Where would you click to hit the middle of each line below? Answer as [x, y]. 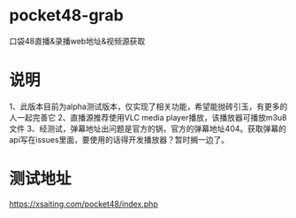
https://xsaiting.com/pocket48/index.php [84, 204]
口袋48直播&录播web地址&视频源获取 [77, 41]
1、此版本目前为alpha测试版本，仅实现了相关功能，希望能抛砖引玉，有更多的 [148, 106]
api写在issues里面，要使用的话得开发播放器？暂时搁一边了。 [119, 139]
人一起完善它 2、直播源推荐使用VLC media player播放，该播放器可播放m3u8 [148, 117]
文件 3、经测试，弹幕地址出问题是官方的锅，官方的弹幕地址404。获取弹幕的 [148, 128]
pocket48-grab [66, 16]
